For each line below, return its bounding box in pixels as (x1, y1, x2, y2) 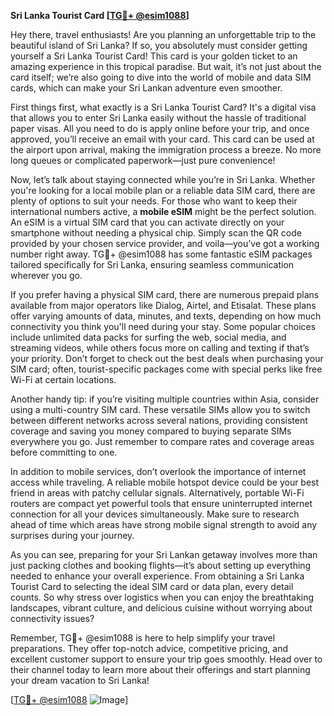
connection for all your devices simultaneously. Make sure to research (10, 508, 300, 520)
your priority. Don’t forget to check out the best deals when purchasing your (10, 353, 324, 364)
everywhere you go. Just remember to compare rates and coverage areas (10, 436, 315, 447)
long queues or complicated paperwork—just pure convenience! (10, 155, 276, 166)
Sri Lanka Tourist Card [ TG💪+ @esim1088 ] (10, 10, 190, 21)
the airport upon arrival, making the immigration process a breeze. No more (10, 144, 322, 155)
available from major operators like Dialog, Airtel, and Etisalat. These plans (10, 300, 317, 311)
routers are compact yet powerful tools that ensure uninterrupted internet (10, 498, 313, 509)
